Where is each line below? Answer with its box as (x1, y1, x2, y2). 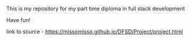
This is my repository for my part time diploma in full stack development (6, 5, 186, 12)
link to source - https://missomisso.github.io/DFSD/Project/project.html (6, 28, 183, 35)
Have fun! (6, 17, 31, 23)
